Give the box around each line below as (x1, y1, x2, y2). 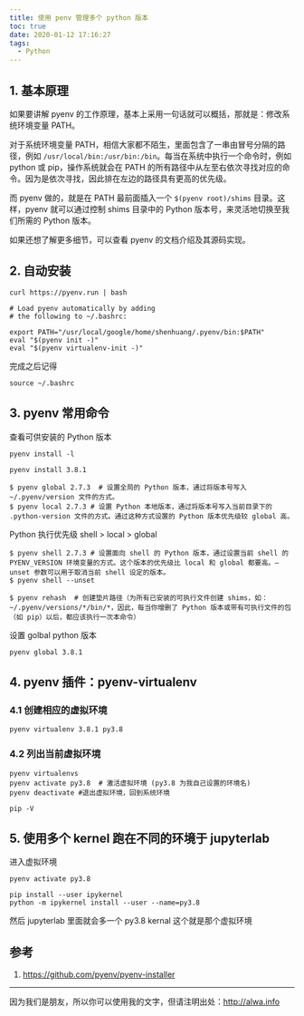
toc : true (9, 22, 47, 31)
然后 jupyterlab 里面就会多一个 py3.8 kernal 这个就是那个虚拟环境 (9, 915, 253, 926)
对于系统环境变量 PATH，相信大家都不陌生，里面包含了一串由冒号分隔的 (9, 139, 278, 150)
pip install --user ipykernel (9, 890, 124, 900)
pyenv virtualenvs (9, 769, 79, 778)
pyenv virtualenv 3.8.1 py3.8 (9, 725, 124, 734)
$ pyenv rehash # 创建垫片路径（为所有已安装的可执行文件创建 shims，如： (9, 593, 269, 603)
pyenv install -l (9, 450, 75, 459)
